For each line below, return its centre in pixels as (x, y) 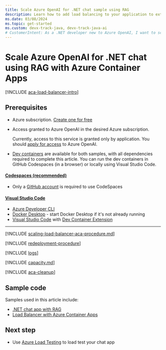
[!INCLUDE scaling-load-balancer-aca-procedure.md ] (60, 234)
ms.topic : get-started (28, 24)
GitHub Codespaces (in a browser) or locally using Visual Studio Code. (84, 164)
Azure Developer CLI (33, 209)
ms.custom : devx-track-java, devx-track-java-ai (56, 28)
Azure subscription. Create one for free (52, 119)
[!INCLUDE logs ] (22, 253)
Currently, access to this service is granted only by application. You (81, 139)
